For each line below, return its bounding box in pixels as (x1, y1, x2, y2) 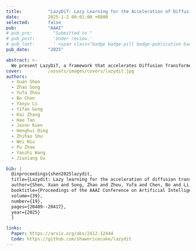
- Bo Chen (11, 95, 35, 101)
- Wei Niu (11, 139, 35, 145)
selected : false (6, 19, 61, 25)
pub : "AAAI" (6, 25, 64, 31)
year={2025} (11, 209, 41, 215)
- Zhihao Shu (11, 133, 43, 139)
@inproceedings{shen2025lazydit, (11, 171, 93, 177)
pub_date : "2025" (6, 47, 64, 53)
